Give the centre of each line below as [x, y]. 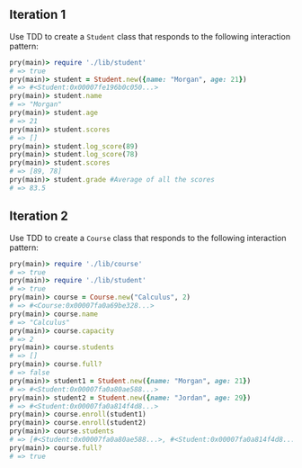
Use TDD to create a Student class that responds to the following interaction [150, 36]
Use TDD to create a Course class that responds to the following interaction [148, 238]
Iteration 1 [38, 15]
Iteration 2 [39, 216]
